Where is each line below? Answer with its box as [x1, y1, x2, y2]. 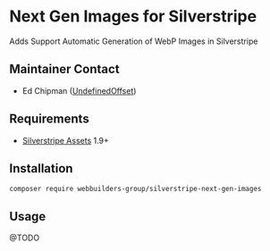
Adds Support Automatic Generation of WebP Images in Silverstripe [9, 36, 258, 46]
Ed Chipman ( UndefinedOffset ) [21, 85, 137, 96]
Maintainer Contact [9, 62, 120, 77]
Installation [9, 161, 73, 176]
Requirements [9, 112, 89, 127]
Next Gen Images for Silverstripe [9, 6, 257, 27]
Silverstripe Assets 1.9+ [21, 135, 110, 146]
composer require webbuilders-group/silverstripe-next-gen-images [9, 185, 262, 194]
